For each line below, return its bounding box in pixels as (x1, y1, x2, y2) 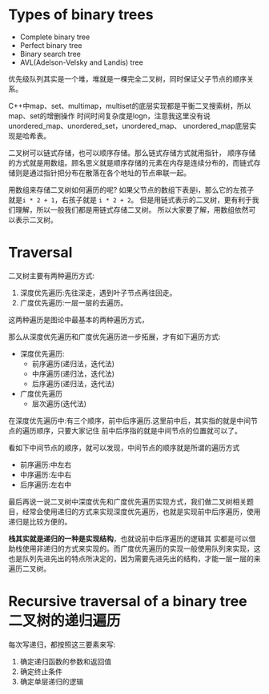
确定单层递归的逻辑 (19, 676, 84, 686)
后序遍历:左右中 (19, 480, 72, 489)
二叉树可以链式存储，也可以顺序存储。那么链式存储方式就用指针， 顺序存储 (8, 148, 256, 158)
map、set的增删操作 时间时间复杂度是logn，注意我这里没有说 (8, 110, 211, 121)
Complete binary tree (19, 32, 90, 42)
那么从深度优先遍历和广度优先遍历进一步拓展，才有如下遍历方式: (8, 332, 222, 341)
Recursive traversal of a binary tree (8, 592, 247, 611)
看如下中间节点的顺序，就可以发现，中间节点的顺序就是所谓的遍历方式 (8, 442, 240, 453)
